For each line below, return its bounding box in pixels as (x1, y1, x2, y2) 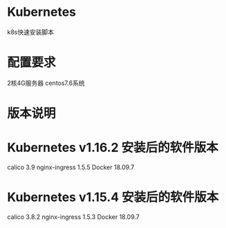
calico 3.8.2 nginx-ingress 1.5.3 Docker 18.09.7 (7, 212, 140, 221)
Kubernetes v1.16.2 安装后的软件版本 (7, 140, 219, 155)
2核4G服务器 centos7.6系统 (7, 79, 85, 87)
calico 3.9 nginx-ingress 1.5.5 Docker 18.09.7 (7, 163, 135, 171)
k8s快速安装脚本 (7, 28, 54, 36)
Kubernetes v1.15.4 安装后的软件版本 (7, 189, 219, 205)
